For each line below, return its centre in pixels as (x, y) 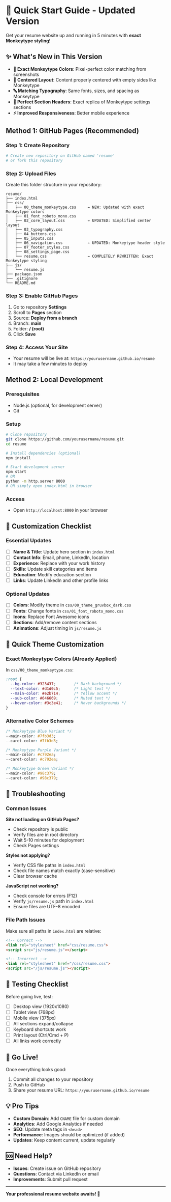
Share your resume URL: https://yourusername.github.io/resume (81, 1090)
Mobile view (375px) (35, 1018)
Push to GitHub (29, 1085)
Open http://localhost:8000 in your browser (60, 510)
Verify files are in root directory (46, 835)
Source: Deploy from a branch (45, 318)
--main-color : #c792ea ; (31, 755)
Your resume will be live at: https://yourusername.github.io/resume (84, 358)
